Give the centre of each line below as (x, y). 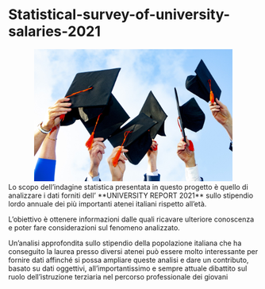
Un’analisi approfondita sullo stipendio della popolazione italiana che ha (125, 243)
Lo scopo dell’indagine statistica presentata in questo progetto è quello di (128, 187)
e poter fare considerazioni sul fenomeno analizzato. (94, 227)
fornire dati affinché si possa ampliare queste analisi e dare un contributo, (129, 260)
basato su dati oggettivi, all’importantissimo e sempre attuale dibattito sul (128, 268)
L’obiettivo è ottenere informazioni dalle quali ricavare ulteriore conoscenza (131, 219)
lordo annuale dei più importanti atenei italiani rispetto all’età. (108, 203)
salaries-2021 (54, 31)
